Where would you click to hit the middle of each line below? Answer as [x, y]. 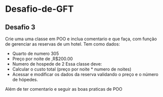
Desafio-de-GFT [40, 9]
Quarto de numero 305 [36, 53]
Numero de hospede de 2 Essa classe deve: [57, 64]
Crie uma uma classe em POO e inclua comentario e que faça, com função [81, 39]
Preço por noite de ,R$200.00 [42, 59]
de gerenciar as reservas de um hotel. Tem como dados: [62, 44]
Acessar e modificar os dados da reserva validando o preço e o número [85, 74]
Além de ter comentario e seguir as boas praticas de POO [64, 89]
